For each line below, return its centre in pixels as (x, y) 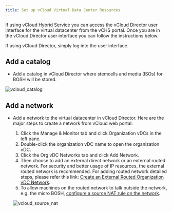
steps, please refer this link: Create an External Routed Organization (92, 177)
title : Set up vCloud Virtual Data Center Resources (63, 10)
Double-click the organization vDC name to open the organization (90, 144)
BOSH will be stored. (35, 80)
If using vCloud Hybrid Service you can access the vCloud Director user (82, 25)
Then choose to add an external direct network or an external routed (93, 161)
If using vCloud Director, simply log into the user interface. (67, 45)
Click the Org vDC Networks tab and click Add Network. (80, 155)
